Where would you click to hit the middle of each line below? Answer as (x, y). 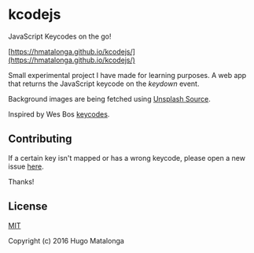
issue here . (26, 166)
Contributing (40, 139)
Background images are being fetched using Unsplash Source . (109, 99)
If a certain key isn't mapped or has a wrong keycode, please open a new (127, 158)
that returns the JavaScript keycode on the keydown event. (104, 84)
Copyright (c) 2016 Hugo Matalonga (66, 240)
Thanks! (21, 181)
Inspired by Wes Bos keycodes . (59, 114)
